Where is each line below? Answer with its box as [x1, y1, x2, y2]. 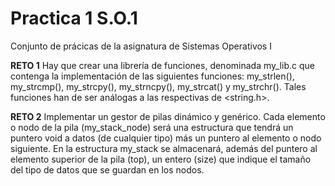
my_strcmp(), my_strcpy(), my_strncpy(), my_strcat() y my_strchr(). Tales [10, 80, 307, 92]
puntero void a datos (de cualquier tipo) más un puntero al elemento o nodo [10, 132, 322, 144]
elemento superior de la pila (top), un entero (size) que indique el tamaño [10, 153, 312, 165]
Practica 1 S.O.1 [10, 7, 138, 30]
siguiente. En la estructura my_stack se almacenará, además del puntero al [10, 142, 318, 154]
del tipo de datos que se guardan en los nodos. [10, 163, 205, 176]
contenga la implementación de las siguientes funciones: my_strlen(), [10, 70, 295, 82]
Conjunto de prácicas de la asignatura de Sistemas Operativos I [10, 40, 272, 52]
